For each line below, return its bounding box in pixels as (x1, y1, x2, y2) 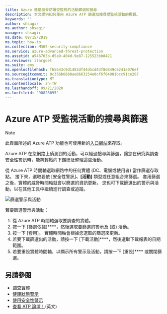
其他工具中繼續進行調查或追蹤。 (22, 186, 88, 192)
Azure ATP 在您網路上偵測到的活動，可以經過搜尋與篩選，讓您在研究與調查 (5, 151, 159, 157)
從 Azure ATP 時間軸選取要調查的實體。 (12, 218, 93, 224)
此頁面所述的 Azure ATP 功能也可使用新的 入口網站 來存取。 (5, 140, 125, 146)
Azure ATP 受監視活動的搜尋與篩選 (5, 113, 148, 125)
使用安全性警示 (12, 297, 43, 303)
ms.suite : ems (5, 63, 35, 67)
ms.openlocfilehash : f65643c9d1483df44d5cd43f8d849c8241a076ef (5, 67, 139, 72)
